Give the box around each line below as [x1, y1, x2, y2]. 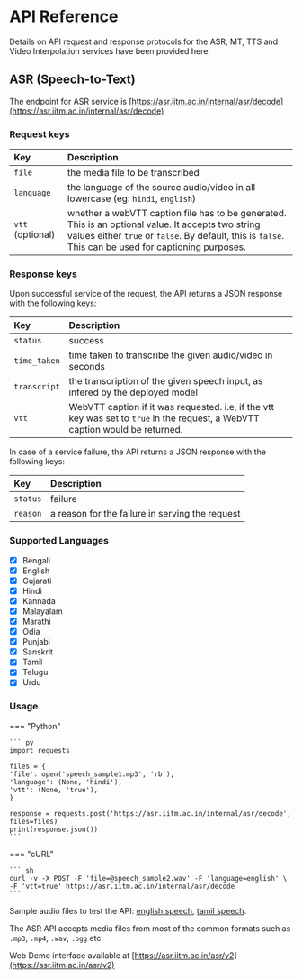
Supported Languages [9, 535, 110, 547]
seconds [68, 361, 106, 373]
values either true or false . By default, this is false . [67, 230, 285, 242]
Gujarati [22, 575, 52, 586]
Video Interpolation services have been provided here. [9, 45, 211, 56]
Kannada [22, 595, 56, 606]
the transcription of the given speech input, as [68, 375, 263, 388]
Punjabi [22, 636, 51, 647]
